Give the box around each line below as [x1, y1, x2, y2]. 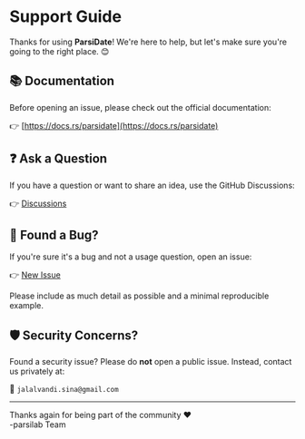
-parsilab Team [9, 419, 66, 430]
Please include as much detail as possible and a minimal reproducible [9, 290, 270, 301]
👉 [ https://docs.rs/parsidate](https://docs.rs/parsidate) [9, 120, 219, 131]
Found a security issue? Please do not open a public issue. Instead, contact [9, 356, 292, 367]
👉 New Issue [9, 269, 61, 280]
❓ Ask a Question [9, 151, 107, 167]
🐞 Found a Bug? [9, 227, 99, 242]
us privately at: [9, 366, 65, 377]
